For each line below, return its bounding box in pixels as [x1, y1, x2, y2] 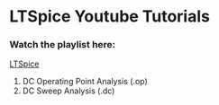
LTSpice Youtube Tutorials [9, 6, 210, 27]
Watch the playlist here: [9, 39, 116, 51]
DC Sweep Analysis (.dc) [22, 85, 115, 96]
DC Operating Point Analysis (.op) [22, 76, 149, 87]
